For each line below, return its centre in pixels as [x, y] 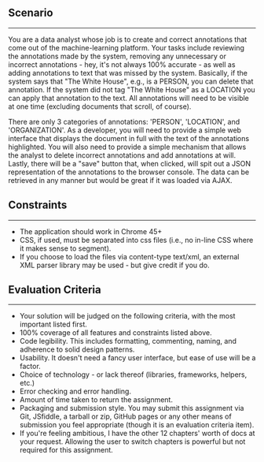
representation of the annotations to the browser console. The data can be [129, 172]
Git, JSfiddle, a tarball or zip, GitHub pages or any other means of [125, 416]
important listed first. [53, 324]
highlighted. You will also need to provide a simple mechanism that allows [127, 147]
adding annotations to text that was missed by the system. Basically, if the [128, 73]
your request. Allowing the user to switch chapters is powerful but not [132, 442]
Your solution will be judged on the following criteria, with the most [127, 316]
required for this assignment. [66, 450]
